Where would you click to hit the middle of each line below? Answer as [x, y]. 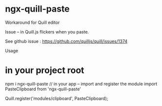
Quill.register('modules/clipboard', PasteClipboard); [57, 98]
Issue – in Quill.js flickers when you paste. [47, 32]
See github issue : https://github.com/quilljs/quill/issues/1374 [66, 41]
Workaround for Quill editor [32, 22]
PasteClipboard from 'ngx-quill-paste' [43, 89]
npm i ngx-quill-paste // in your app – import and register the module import [81, 84]
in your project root [45, 70]
